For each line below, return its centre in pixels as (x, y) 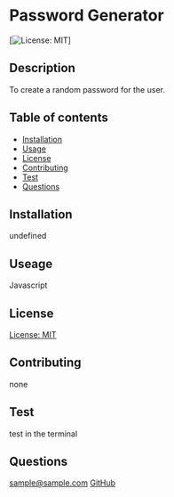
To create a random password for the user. (87, 89)
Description (42, 68)
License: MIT (33, 334)
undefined (28, 236)
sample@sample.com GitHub (63, 483)
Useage (31, 264)
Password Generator (87, 16)
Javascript (28, 285)
